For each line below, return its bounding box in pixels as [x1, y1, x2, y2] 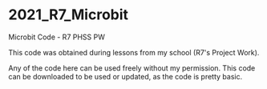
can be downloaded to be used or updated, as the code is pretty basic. [8, 71, 243, 81]
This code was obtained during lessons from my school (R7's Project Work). [8, 47, 260, 57]
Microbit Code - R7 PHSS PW [8, 32, 106, 42]
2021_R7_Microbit [8, 6, 129, 24]
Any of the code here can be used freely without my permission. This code [8, 63, 256, 73]
